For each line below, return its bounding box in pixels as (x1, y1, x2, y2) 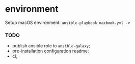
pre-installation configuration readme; (12, 48, 89, 54)
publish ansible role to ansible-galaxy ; (12, 43, 90, 49)
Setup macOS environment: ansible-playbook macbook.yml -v (5, 20, 130, 25)
